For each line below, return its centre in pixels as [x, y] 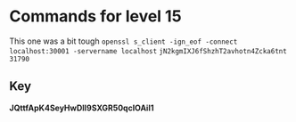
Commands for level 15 [95, 16]
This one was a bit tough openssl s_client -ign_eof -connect [123, 41]
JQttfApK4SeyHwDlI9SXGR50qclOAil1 [82, 108]
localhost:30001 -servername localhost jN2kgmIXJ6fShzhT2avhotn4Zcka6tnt [148, 51]
